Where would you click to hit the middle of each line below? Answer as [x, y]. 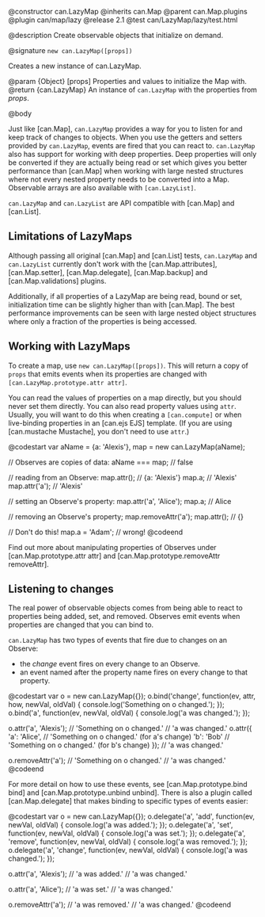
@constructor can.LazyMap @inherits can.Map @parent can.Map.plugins [128, 11]
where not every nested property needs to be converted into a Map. [119, 179]
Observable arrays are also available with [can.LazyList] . [102, 188]
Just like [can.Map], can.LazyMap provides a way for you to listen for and [125, 129]
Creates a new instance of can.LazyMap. [75, 66]
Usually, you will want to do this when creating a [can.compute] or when [125, 415]
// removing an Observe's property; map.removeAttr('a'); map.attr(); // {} [126, 516]
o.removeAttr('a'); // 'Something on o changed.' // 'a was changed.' [117, 761]
